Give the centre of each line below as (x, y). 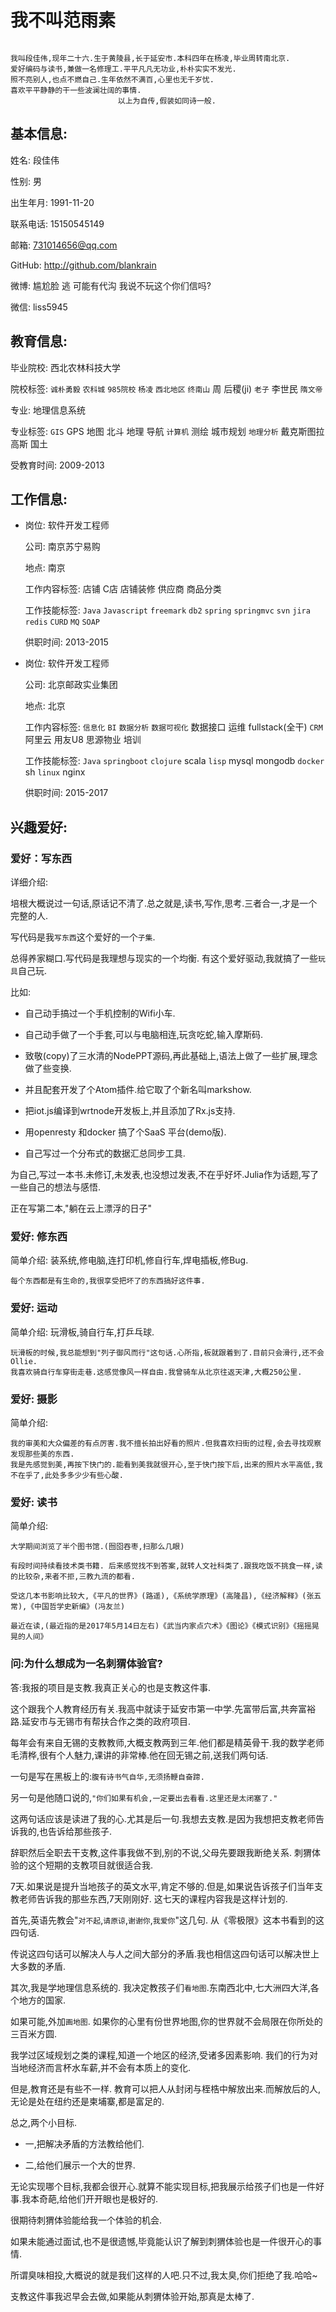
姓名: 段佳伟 (35, 160)
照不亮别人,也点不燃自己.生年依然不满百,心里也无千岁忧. (112, 79)
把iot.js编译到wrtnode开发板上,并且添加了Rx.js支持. (130, 1111)
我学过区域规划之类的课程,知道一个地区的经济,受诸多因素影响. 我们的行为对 (164, 2055)
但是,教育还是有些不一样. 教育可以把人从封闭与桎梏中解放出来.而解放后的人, (166, 2088)
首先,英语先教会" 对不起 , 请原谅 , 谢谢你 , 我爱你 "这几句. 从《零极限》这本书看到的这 (167, 1920)
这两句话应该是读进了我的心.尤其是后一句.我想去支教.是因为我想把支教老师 (163, 1818)
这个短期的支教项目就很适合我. (90, 1865)
